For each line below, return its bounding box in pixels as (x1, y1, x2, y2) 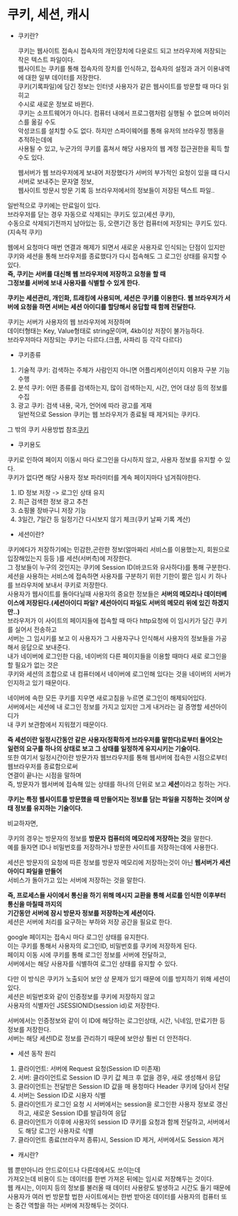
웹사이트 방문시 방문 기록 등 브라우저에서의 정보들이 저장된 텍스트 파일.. (17, 186, 215, 194)
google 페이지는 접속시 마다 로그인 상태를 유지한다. (7, 932, 149, 941)
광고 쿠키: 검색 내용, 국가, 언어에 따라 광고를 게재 (17, 401, 152, 410)
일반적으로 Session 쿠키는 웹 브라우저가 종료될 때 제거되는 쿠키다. (17, 410, 200, 418)
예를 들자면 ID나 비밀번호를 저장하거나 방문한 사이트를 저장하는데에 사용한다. (7, 843, 219, 851)
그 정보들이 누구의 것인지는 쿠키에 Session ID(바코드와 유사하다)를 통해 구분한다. (7, 562, 231, 571)
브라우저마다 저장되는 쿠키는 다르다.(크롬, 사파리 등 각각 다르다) (7, 335, 183, 343)
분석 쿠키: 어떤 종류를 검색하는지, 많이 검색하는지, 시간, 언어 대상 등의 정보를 (17, 383, 228, 392)
